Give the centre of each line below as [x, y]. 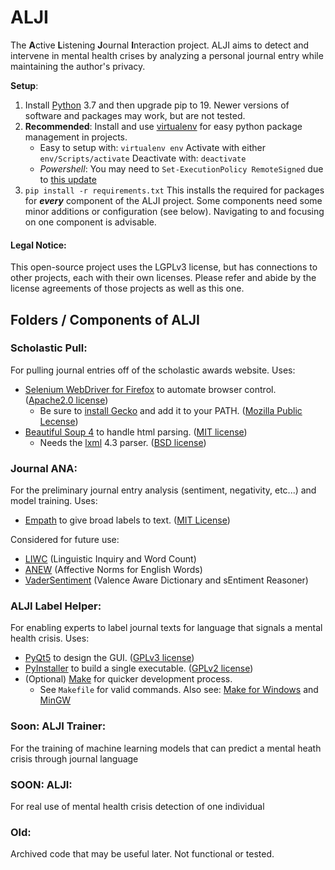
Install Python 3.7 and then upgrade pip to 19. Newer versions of [157, 105]
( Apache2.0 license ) [66, 400]
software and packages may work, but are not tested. [135, 115]
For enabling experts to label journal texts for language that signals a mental [166, 628]
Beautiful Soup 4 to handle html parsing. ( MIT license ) [136, 432]
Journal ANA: [44, 468]
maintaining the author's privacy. [78, 66]
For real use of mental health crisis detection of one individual [137, 807]
